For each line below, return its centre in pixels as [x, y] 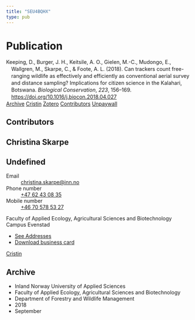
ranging [21, 76]
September [28, 311]
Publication [34, 46]
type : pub [18, 17]
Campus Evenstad [28, 225]
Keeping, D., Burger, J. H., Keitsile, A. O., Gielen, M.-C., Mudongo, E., [89, 62]
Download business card [45, 242]
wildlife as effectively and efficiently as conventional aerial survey [110, 76]
